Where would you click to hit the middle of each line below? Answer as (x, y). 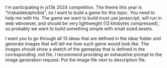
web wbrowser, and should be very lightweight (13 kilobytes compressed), (82, 23)
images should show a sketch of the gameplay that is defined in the (75, 49)
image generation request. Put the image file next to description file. (76, 60)
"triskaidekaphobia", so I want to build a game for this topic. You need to (80, 13)
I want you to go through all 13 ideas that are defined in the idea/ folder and (83, 38)
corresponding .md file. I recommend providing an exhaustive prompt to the (84, 54)
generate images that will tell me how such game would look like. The (77, 44)
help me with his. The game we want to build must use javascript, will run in (83, 18)
